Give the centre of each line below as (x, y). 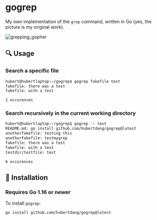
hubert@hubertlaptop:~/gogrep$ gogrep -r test (56, 124)
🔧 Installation (27, 177)
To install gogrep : (23, 203)
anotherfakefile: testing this (39, 134)
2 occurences (19, 100)
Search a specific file (32, 71)
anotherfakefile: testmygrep (36, 138)
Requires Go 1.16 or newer (38, 192)
